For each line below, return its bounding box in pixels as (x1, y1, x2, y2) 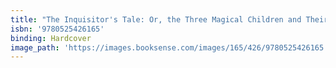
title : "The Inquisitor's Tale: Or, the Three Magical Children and (10, 14, 302, 25)
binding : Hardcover (10, 33, 92, 43)
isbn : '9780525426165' (10, 24, 105, 34)
